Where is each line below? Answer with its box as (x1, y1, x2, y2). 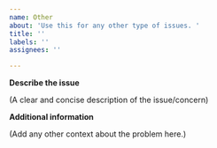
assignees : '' (9, 46, 62, 55)
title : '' (9, 29, 46, 38)
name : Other (9, 12, 53, 22)
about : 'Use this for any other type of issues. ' (9, 21, 200, 30)
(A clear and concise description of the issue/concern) (9, 94, 209, 106)
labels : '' (9, 37, 50, 47)
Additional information (9, 112, 95, 122)
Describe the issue (9, 78, 80, 88)
